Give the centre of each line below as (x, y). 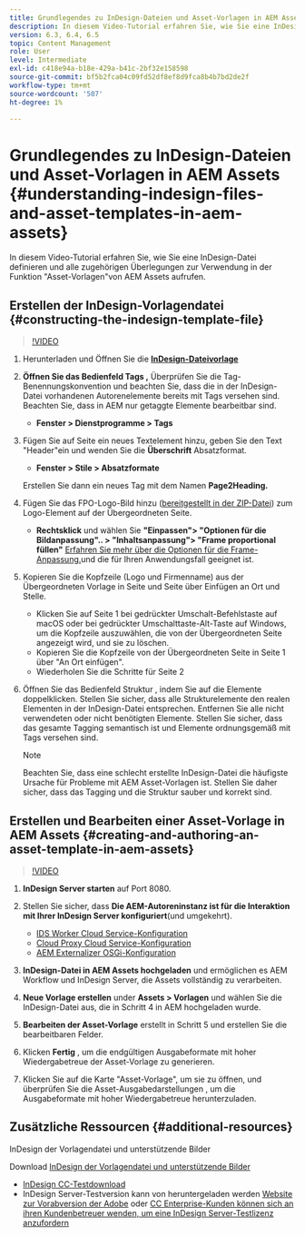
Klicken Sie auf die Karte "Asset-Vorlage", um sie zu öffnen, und (142, 1079)
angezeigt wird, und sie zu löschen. (103, 643)
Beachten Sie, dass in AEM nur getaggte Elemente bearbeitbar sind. (149, 406)
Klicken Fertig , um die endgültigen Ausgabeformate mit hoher (139, 1052)
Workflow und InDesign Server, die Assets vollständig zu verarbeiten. (152, 980)
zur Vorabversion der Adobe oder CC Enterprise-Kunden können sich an (158, 1203)
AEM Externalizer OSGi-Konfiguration (106, 952)
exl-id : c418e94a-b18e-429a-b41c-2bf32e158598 (99, 69)
